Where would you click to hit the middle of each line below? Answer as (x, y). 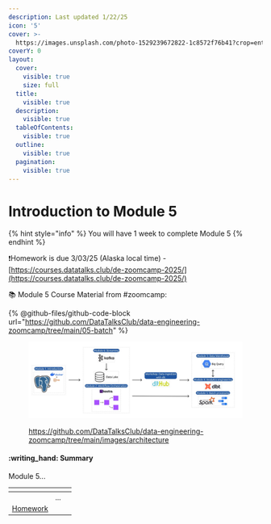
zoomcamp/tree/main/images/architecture (99, 439)
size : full (41, 85)
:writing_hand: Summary (51, 458)
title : (27, 94)
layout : (21, 60)
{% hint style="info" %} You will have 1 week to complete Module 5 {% (126, 233)
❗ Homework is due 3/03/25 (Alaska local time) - (88, 258)
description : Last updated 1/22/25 (68, 17)
